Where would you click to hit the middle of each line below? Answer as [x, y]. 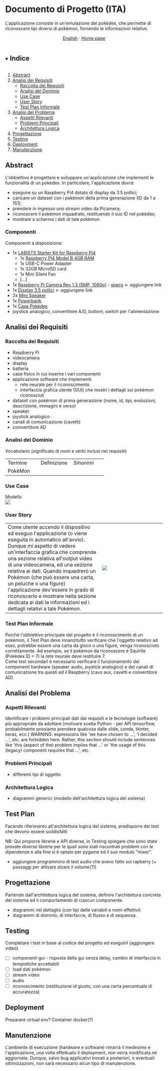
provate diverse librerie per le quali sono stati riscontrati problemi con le [79, 846]
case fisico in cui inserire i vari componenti [56, 374]
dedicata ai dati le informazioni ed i [49, 602]
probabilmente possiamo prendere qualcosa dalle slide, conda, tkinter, [77, 729]
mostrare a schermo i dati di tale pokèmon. [56, 219]
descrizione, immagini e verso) [44, 406]
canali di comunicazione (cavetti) [46, 422]
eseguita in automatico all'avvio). [46, 540]
